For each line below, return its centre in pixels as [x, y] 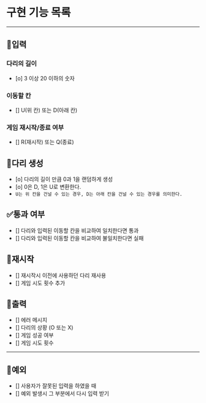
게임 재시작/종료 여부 [35, 128]
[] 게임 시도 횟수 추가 [40, 283]
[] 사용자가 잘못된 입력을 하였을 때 [56, 386]
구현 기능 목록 [39, 13]
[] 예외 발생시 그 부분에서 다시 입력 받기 [62, 394]
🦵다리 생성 [25, 163]
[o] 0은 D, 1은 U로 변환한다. [48, 187]
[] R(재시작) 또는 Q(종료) [45, 142]
